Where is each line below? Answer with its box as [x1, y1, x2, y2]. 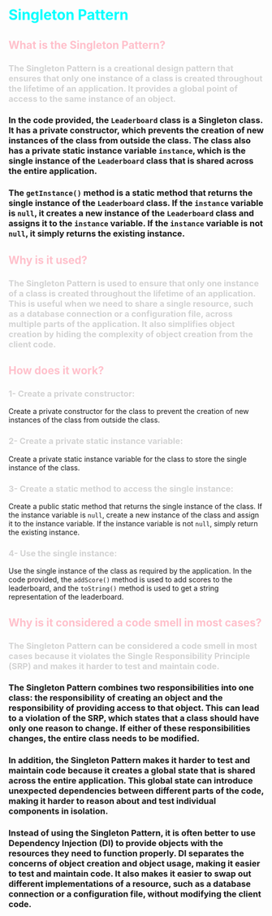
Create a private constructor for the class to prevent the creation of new [8, 407, 249, 417]
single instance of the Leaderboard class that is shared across [8, 155, 254, 167]
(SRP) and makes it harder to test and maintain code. [8, 661, 220, 672]
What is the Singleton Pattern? [8, 38, 166, 52]
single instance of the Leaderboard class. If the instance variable [8, 198, 264, 209]
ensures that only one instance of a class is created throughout [8, 72, 263, 84]
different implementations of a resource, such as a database [8, 879, 252, 890]
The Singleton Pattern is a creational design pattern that [8, 63, 234, 74]
